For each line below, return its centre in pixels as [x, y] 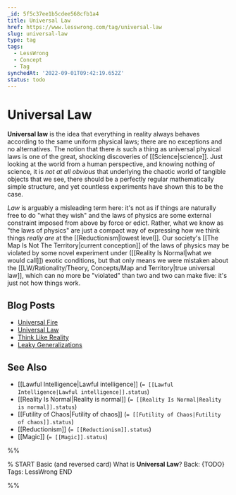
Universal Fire [38, 322]
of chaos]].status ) [45, 421]
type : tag [22, 40]
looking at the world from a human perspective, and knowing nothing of [111, 164]
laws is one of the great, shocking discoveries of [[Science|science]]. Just [115, 157]
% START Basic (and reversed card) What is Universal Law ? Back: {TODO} [116, 464]
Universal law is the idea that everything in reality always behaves [104, 134]
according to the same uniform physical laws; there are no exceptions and [115, 141]
